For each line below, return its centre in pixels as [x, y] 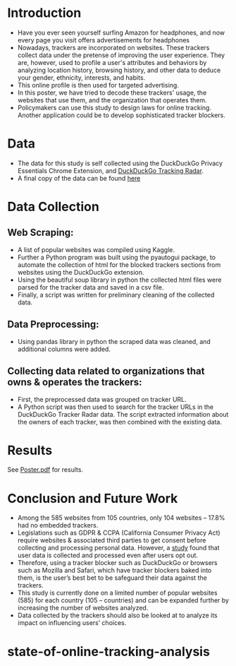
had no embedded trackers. [58, 525]
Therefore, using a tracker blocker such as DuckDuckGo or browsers [118, 563]
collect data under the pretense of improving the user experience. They [121, 55]
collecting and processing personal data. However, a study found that [118, 548]
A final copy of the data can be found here [79, 178]
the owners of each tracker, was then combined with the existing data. [119, 422]
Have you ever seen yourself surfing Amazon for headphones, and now [121, 32]
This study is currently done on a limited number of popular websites [117, 593]
